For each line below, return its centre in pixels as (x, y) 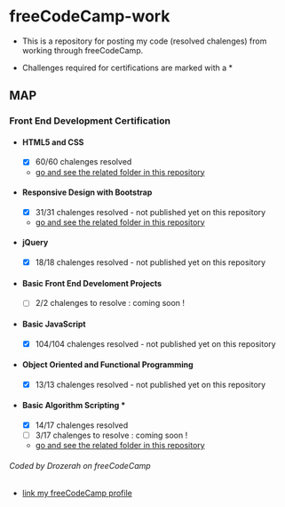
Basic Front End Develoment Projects (92, 283)
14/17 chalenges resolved (82, 425)
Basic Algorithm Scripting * (74, 406)
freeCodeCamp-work (90, 16)
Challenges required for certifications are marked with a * (127, 68)
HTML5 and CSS (53, 142)
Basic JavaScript (54, 324)
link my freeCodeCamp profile (77, 493)
